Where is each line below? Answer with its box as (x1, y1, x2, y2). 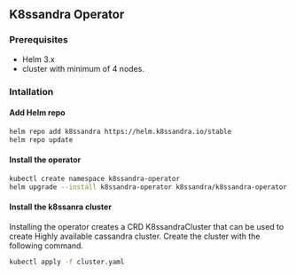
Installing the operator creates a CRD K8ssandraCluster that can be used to (9, 221, 284, 232)
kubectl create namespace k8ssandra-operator (9, 174, 180, 183)
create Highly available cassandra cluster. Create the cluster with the (9, 231, 261, 241)
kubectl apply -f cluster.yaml (9, 257, 125, 266)
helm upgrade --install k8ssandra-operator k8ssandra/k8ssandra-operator (9, 182, 288, 192)
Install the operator (9, 154, 82, 165)
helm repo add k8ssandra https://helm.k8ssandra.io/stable (9, 127, 232, 136)
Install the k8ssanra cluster (9, 201, 113, 212)
